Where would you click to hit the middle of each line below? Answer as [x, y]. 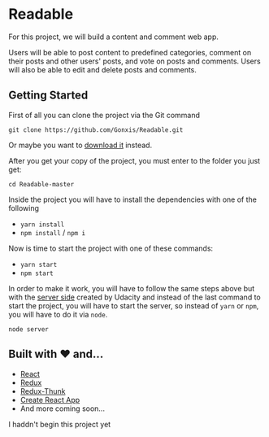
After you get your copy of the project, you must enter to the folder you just [134, 160]
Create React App [50, 400]
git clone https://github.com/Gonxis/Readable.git [96, 130]
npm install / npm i [53, 232]
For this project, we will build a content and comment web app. [114, 37]
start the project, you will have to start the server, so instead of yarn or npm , [134, 305]
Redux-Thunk [43, 391]
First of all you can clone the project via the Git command [104, 115]
